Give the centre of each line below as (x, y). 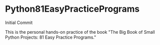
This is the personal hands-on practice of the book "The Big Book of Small (80, 32)
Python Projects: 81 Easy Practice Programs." (51, 37)
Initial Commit (19, 22)
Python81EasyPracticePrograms (72, 9)
